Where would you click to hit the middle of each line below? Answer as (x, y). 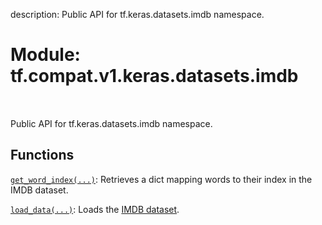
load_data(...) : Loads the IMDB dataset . (95, 209)
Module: (45, 55)
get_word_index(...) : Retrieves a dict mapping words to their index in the (161, 179)
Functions (42, 155)
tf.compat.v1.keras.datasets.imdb (154, 76)
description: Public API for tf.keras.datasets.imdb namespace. (137, 14)
